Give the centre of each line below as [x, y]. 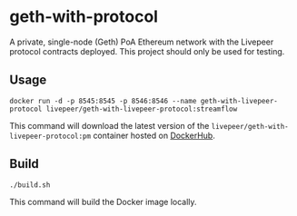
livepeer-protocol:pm [50, 136]
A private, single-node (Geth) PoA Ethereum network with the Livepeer [142, 42]
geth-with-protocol [84, 17]
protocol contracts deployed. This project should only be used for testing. [147, 51]
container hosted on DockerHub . [154, 135]
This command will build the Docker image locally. [103, 201]
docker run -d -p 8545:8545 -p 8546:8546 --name [103, 101]
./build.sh [30, 185]
